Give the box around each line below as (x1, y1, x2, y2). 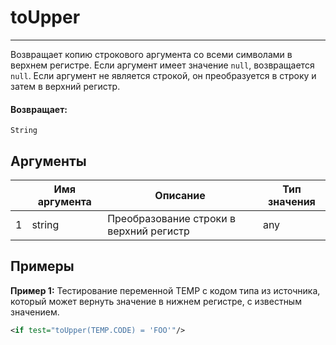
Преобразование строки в (107, 211, 236, 225)
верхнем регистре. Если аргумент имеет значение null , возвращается (10, 59, 315, 71)
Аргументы (10, 152, 87, 170)
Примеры (10, 258, 75, 275)
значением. (10, 306, 60, 318)
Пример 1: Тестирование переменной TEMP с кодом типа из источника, (10, 284, 321, 296)
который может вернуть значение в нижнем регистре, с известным (10, 295, 302, 307)
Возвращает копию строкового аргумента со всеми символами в (10, 48, 293, 60)
